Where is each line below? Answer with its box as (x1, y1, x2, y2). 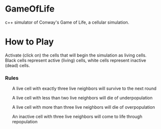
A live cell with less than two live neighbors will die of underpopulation (12, 95, 153, 101)
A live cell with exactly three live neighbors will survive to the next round (12, 86, 157, 91)
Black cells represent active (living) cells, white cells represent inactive (5, 57, 146, 63)
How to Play (5, 36, 54, 47)
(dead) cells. (5, 62, 30, 68)
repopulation (12, 119, 38, 125)
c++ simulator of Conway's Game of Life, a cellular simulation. (5, 19, 129, 25)
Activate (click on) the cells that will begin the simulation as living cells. (5, 52, 147, 58)
